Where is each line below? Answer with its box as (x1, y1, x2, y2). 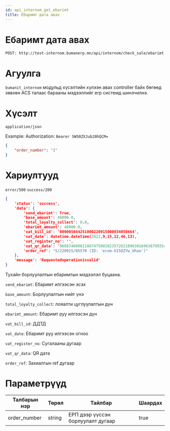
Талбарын (12, 396, 38, 403)
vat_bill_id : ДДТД (5, 321, 47, 326)
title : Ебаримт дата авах (5, 12, 60, 17)
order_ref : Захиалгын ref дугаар (5, 360, 75, 366)
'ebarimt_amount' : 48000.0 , (23, 224, 82, 230)
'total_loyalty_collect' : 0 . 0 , (23, 220, 90, 225)
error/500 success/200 (5, 187, 52, 192)
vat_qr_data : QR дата (5, 350, 51, 356)
